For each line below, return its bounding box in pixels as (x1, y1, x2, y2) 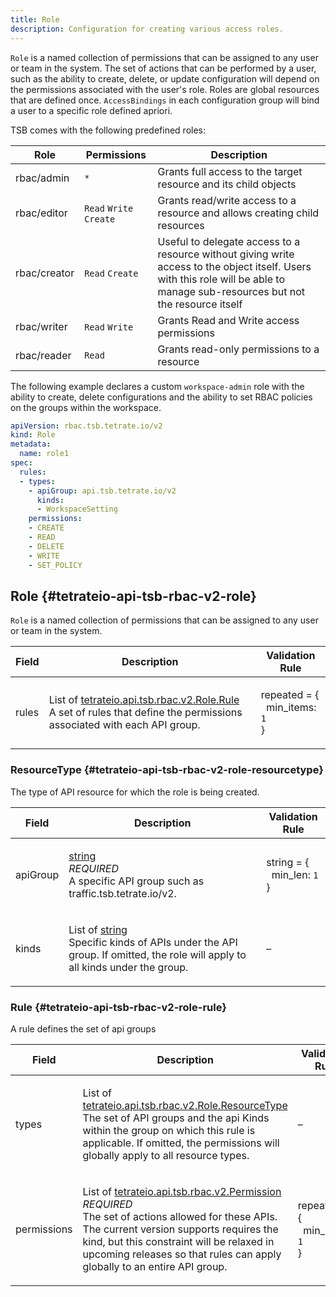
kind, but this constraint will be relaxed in (82, 1234, 275, 1248)
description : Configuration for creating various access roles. (10, 24, 284, 34)
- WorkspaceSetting (36, 504, 118, 515)
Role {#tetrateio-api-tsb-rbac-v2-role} (10, 587, 257, 605)
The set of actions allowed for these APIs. (82, 1209, 278, 1223)
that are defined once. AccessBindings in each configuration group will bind (10, 94, 320, 106)
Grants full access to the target (157, 164, 303, 178)
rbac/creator (15, 266, 75, 280)
